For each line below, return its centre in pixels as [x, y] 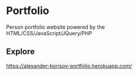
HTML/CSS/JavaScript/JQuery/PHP [49, 33]
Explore [21, 52]
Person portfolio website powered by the [55, 27]
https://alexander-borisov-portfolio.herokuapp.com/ [69, 66]
